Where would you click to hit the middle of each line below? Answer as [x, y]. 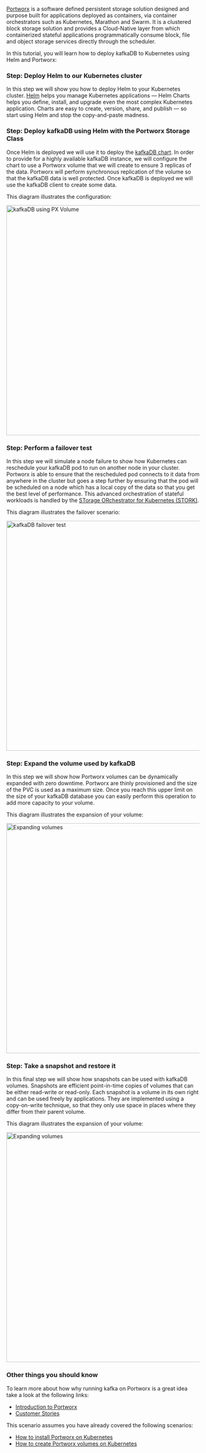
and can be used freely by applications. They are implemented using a [95, 1099]
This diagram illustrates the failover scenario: [63, 512]
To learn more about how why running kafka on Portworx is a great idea [97, 1388]
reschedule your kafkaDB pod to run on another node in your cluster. [93, 467]
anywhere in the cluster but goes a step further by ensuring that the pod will [102, 480]
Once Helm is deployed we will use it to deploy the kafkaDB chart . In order [100, 152]
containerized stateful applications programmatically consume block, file [98, 35]
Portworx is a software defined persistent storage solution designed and [98, 9]
